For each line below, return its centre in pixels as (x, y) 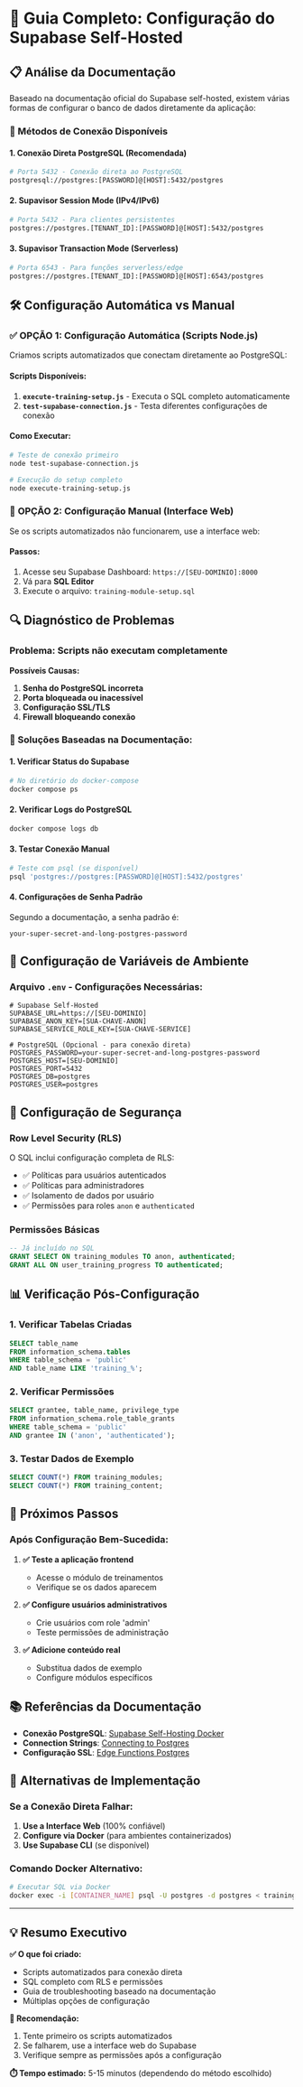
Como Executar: (40, 436)
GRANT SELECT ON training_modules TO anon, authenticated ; (123, 1257)
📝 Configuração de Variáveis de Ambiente (129, 961)
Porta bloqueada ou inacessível (83, 697)
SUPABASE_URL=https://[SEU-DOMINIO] (78, 1014)
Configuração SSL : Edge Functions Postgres (106, 1752)
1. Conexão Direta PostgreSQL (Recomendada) (98, 153)
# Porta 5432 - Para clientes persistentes (92, 220)
